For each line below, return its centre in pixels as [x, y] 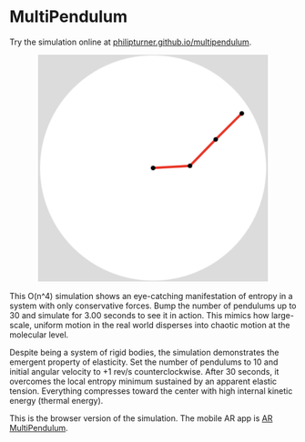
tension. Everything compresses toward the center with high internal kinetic [151, 391]
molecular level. [39, 335]
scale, [20, 326]
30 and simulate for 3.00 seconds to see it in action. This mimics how [140, 316]
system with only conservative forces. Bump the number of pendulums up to [153, 306]
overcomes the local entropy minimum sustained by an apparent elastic [143, 382]
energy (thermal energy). [56, 401]
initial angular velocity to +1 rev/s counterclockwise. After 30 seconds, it [144, 372]
